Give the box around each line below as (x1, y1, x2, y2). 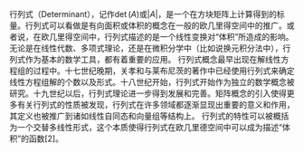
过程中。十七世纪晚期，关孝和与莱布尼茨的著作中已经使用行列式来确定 (33, 65, 295, 76)
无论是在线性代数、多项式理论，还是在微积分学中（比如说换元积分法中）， (9, 43, 283, 53)
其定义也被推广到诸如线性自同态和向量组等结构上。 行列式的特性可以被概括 (9, 110, 290, 121)
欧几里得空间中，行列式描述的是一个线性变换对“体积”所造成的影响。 (40, 32, 294, 42)
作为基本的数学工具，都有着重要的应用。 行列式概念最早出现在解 (24, 54, 265, 64)
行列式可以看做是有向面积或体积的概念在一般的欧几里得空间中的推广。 (24, 20, 287, 31)
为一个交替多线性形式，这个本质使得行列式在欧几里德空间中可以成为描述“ (9, 122, 283, 132)
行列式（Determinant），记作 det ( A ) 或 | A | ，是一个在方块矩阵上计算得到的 (9, 9, 278, 19)
